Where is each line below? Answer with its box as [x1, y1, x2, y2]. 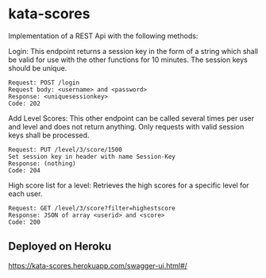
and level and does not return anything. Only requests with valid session [8, 122, 245, 131]
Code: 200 [8, 218, 41, 226]
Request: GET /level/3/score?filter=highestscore [8, 204, 176, 212]
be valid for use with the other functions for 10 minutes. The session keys [8, 55, 248, 64]
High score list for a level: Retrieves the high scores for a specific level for [8, 180, 249, 190]
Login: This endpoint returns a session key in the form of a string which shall [8, 46, 258, 56]
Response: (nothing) [8, 160, 77, 168]
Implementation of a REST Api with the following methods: [8, 31, 199, 41]
